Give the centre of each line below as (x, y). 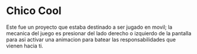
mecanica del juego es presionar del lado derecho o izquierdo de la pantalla (99, 33)
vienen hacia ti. (25, 46)
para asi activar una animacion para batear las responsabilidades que (91, 39)
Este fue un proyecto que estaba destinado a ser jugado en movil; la (89, 27)
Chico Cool (34, 11)
